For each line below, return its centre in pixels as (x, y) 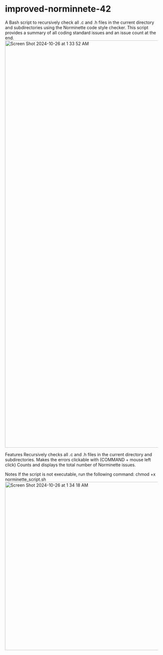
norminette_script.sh (25, 479)
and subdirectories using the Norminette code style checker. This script (77, 27)
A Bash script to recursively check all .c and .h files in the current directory (80, 22)
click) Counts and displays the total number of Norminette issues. (70, 465)
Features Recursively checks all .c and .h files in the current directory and (79, 454)
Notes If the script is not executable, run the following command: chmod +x (81, 474)
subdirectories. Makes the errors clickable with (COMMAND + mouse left (78, 459)
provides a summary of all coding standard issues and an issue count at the (81, 33)
